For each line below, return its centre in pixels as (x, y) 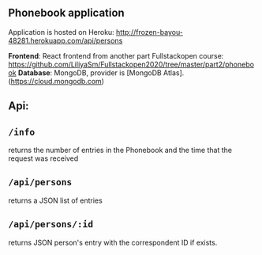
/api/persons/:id (51, 225)
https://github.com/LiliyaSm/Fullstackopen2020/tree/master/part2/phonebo (131, 64)
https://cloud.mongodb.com (56, 81)
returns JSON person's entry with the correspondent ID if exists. (113, 242)
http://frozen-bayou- (150, 32)
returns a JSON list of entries (55, 200)
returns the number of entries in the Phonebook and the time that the (120, 150)
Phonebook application (66, 13)
